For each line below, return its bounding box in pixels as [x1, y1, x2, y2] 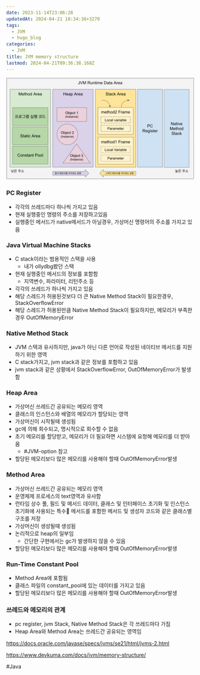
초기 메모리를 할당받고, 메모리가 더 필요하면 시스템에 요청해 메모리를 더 [14, 433, 179, 440]
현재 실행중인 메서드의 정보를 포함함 [14, 270, 99, 277]
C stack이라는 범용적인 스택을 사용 [14, 255, 96, 262]
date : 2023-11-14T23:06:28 [6, 10, 73, 16]
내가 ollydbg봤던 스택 [23, 262, 75, 270]
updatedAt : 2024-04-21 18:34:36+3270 [6, 16, 100, 22]
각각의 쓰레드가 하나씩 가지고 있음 [14, 285, 94, 292]
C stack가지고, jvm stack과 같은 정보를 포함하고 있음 [14, 359, 139, 366]
